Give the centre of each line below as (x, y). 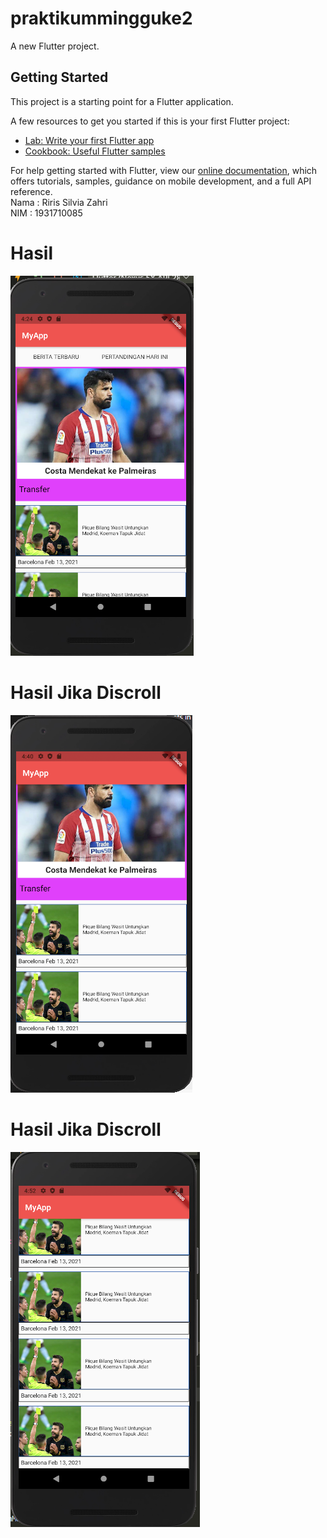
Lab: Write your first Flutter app (89, 140)
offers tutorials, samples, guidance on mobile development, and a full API (161, 181)
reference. (31, 191)
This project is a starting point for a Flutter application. (122, 101)
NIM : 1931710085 (46, 213)
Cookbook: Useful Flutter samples (95, 151)
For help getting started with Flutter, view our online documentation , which (164, 170)
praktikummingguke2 (101, 18)
